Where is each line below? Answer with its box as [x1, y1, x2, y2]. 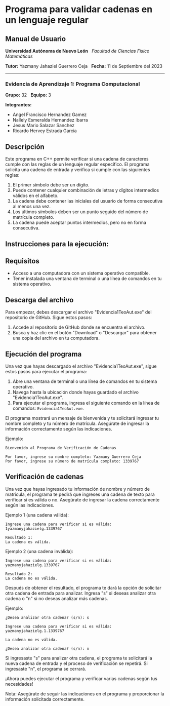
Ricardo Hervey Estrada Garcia [12, 128, 77, 134]
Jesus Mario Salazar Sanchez [12, 123, 75, 129]
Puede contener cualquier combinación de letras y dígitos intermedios [12, 187, 159, 193]
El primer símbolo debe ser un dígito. [12, 182, 90, 188]
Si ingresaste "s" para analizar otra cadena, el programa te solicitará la [5, 655, 153, 661]
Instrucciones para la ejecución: [5, 240, 109, 248]
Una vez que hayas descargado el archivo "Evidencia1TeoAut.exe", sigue [5, 363, 157, 369]
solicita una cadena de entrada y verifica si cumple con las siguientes [5, 167, 150, 173]
